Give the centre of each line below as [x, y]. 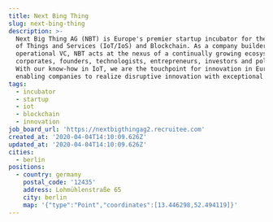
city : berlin [45, 197]
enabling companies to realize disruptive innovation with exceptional [140, 76]
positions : [27, 168]
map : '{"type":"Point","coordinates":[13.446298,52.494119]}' [130, 205]
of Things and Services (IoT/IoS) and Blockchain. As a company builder [141, 46]
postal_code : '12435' [59, 183]
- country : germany [49, 175]
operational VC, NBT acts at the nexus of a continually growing [129, 54]
